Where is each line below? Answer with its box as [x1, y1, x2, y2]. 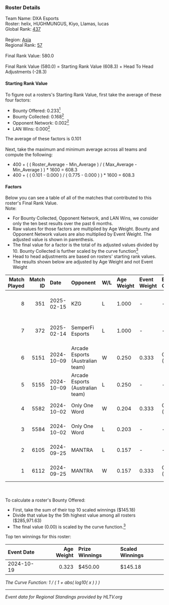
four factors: [5, 97, 31, 103]
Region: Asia [5, 37, 31, 43]
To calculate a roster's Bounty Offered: [5, 497, 86, 503]
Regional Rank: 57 [5, 42, 43, 48]
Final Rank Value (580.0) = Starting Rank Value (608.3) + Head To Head [5, 63, 153, 69]
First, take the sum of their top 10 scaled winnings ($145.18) [12, 507, 136, 513]
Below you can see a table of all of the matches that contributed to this [5, 195, 152, 201]
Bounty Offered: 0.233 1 [12, 107, 61, 114]
